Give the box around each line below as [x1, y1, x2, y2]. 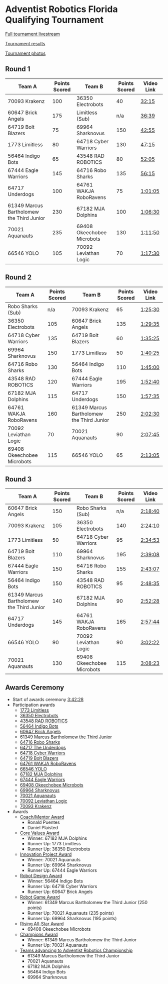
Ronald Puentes [27, 819, 60, 825]
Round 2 [5, 273, 31, 282]
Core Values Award [19, 830, 59, 836]
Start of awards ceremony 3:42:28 [12, 697, 84, 703]
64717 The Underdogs [19, 745, 66, 751]
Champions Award [19, 931, 58, 938]
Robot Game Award [19, 894, 60, 900]
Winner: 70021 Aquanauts [27, 857, 81, 863]
